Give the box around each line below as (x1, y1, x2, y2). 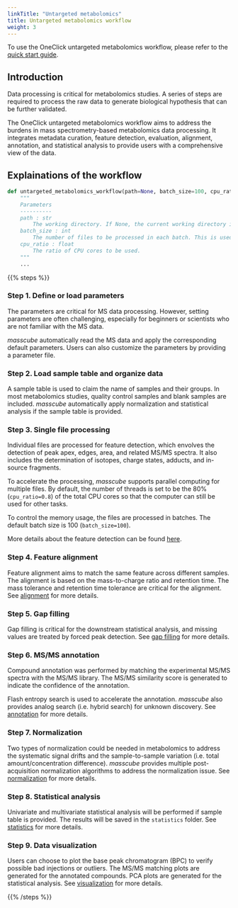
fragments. (29, 463, 62, 472)
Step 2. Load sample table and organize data (7, 368, 164, 378)
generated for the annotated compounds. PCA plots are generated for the (7, 872, 222, 880)
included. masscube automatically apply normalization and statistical (7, 399, 209, 408)
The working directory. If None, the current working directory (33, 221, 227, 228)
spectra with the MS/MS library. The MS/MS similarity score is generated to (7, 674, 228, 682)
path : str (20, 214, 52, 222)
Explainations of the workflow (7, 169, 142, 181)
